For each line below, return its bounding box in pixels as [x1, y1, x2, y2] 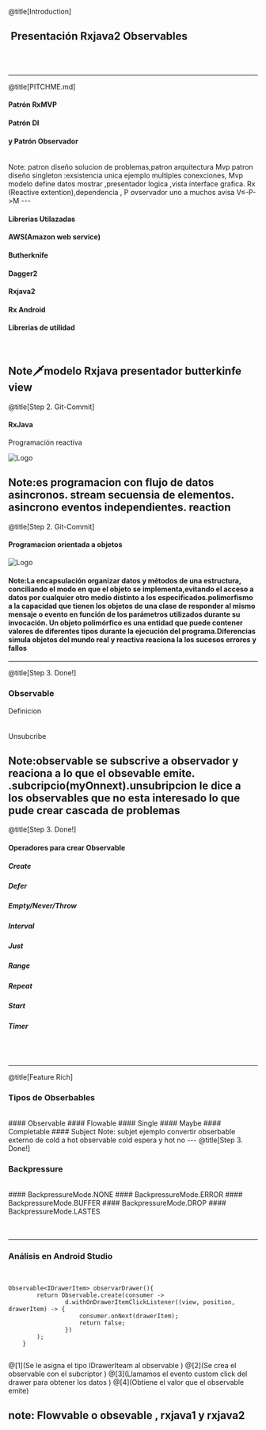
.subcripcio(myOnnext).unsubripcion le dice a [8, 778, 241, 792]
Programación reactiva [8, 438, 83, 447]
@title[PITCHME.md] [8, 82, 76, 91]
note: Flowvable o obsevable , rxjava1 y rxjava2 [8, 1409, 245, 1422]
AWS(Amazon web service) [8, 232, 101, 242]
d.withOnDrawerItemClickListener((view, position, [64, 1298, 236, 1306]
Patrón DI [8, 118, 40, 128]
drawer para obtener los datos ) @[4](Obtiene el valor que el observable [8, 1377, 244, 1386]
